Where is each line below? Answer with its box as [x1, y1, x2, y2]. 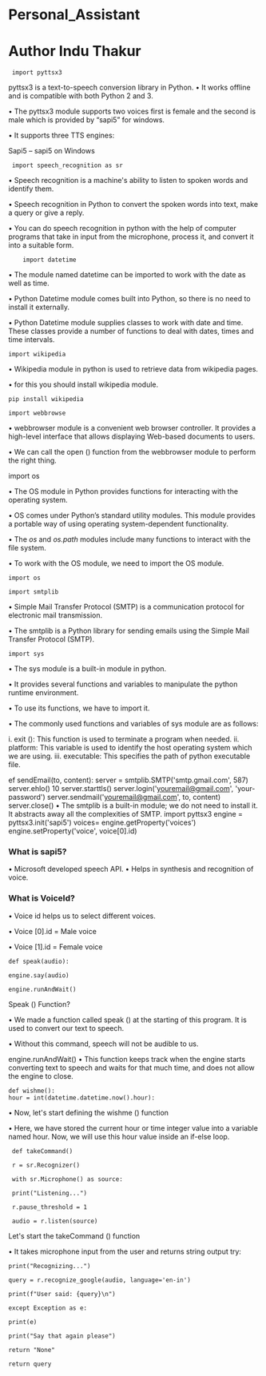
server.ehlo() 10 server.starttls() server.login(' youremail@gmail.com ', [8, 784, 234, 793]
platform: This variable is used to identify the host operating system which [8, 743, 252, 753]
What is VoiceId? [8, 893, 76, 904]
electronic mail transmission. [8, 610, 103, 620]
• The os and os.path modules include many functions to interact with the [8, 535, 251, 544]
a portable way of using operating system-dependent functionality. [8, 519, 229, 529]
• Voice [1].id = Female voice [8, 941, 103, 952]
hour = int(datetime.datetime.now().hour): [8, 1093, 156, 1102]
